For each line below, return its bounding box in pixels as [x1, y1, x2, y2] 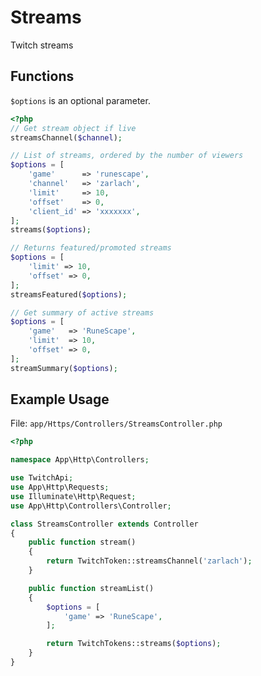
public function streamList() [28, 583, 155, 593]
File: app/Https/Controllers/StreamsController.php [10, 417, 223, 430]
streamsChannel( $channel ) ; [10, 132, 123, 143]
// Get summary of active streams [10, 307, 155, 318]
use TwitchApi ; [10, 473, 74, 483]
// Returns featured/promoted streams [10, 243, 172, 253]
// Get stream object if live [10, 123, 137, 133]
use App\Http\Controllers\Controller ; [10, 501, 172, 511]
